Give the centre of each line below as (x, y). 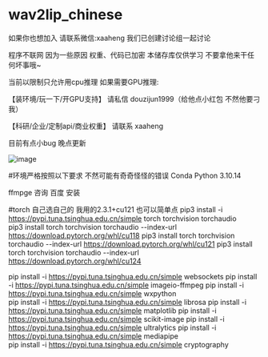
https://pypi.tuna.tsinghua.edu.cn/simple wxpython (92, 293)
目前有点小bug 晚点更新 (47, 142)
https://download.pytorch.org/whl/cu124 (75, 261)
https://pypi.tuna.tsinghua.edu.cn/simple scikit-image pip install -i (117, 319)
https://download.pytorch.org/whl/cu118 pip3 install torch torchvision (122, 235)
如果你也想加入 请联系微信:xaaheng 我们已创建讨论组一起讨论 (110, 38)
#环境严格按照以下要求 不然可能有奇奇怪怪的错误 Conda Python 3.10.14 (125, 175)
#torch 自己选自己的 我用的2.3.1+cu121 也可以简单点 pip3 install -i (116, 209)
